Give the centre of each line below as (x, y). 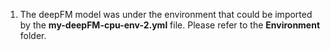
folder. (33, 35)
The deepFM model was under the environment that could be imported (166, 14)
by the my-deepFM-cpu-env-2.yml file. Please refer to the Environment (170, 25)
